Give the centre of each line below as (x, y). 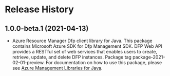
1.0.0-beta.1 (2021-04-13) (47, 28)
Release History (39, 9)
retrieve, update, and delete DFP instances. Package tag (72, 57)
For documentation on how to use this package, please (104, 62)
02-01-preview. (28, 62)
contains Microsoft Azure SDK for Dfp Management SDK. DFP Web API (87, 46)
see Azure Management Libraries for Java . (57, 68)
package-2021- (149, 57)
